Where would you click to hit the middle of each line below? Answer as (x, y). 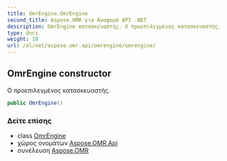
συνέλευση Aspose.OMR (53, 150)
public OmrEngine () (35, 103)
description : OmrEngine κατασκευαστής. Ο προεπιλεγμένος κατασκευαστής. (114, 26)
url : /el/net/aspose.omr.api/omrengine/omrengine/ (82, 46)
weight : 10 (23, 39)
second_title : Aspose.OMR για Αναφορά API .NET (77, 20)
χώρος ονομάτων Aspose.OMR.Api (67, 143)
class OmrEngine (42, 135)
